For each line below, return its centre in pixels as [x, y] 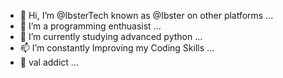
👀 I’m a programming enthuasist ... [90, 26]
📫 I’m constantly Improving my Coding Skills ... [117, 48]
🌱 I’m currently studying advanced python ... [111, 36]
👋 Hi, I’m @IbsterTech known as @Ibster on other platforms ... [146, 15]
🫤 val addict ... [49, 62]
